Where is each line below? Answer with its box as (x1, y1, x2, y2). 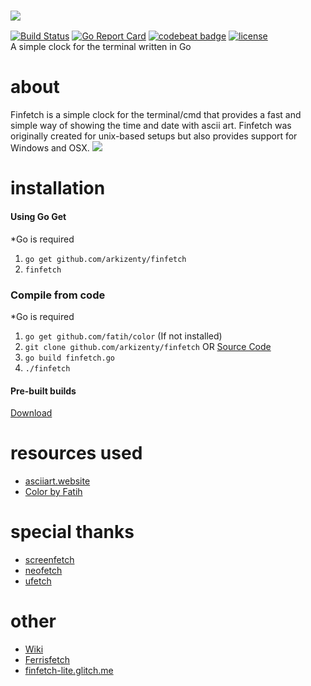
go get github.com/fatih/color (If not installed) (24, 330, 223, 342)
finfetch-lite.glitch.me (24, 664, 114, 676)
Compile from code (10, 288, 106, 302)
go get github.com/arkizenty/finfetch (24, 254, 187, 264)
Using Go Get (10, 211, 67, 223)
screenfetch (24, 554, 75, 565)
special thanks (10, 521, 135, 544)
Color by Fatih (24, 486, 83, 498)
